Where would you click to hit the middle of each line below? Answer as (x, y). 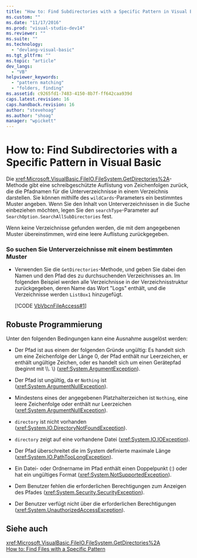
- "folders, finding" (38, 88)
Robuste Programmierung (54, 324)
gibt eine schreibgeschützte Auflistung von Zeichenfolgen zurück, (109, 185)
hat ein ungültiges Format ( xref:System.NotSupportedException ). (93, 475)
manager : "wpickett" (31, 121)
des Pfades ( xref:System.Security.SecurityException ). (79, 493)
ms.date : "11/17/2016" (34, 22)
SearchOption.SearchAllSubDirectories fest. (60, 217)
